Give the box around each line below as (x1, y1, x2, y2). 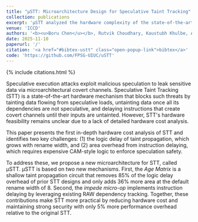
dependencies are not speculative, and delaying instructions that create (6, 105, 180, 112)
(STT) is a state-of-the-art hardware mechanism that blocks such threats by (6, 92, 191, 100)
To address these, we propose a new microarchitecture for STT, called (6, 159, 177, 166)
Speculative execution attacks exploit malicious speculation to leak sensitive (6, 80, 192, 87)
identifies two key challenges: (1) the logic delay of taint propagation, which (6, 135, 190, 142)
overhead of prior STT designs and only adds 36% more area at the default (6, 178, 189, 185)
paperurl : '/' (6, 42, 41, 48)
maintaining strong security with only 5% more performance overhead (6, 203, 177, 210)
